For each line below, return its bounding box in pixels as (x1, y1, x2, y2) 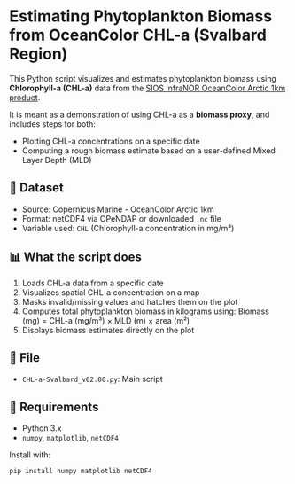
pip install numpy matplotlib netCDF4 (9, 467, 152, 476)
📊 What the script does (9, 250, 142, 265)
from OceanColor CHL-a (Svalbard (9, 25, 268, 45)
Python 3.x (21, 423, 62, 433)
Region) (9, 44, 68, 64)
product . (9, 91, 41, 103)
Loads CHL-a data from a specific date (21, 277, 164, 288)
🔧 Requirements (9, 399, 99, 414)
